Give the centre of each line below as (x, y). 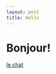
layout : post (23, 12)
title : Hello (23, 18)
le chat (15, 65)
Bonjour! (29, 48)
